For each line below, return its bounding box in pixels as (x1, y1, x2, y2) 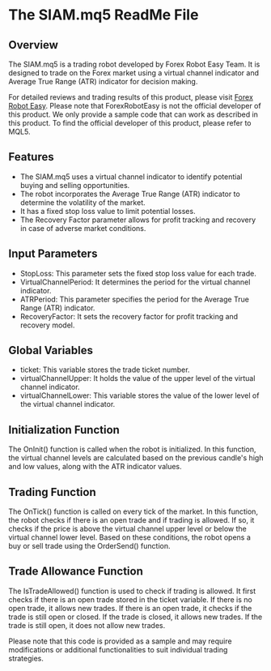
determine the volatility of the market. (19, 197, 146, 207)
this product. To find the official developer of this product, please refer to (8, 118, 252, 127)
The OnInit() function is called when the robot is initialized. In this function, (8, 444, 256, 455)
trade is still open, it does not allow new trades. (8, 620, 166, 630)
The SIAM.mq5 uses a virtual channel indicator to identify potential (19, 172, 243, 182)
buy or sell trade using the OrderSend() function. (8, 541, 171, 551)
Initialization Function (8, 423, 120, 437)
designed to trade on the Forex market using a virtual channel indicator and (8, 68, 259, 78)
